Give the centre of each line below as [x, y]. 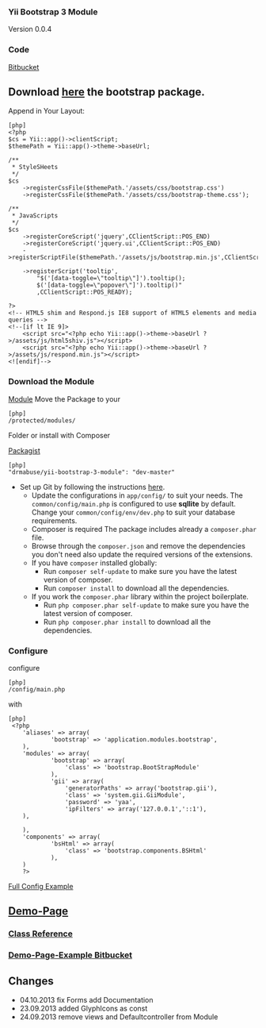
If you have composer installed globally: [94, 563]
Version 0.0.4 [30, 29]
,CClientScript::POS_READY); [85, 292]
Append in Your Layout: [47, 111]
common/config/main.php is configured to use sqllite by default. [133, 503]
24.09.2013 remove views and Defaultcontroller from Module [119, 1017]
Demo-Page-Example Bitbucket [70, 955]
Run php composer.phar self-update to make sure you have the [146, 605]
